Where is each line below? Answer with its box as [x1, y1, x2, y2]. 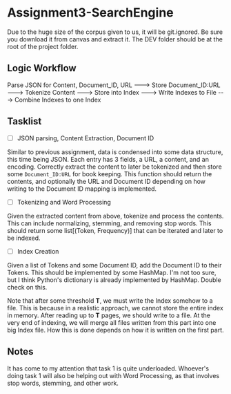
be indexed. [7, 234, 41, 242]
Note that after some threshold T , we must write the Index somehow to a [7, 296, 213, 305]
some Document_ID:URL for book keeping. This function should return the [7, 169, 212, 178]
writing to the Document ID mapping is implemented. [7, 185, 157, 193]
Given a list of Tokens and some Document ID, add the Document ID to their [7, 261, 222, 269]
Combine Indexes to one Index [14, 95, 101, 104]
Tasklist [7, 115, 42, 127]
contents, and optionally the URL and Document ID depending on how [7, 177, 205, 185]
